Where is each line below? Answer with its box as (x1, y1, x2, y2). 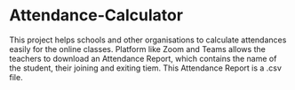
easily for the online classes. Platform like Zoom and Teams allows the (9, 43, 267, 54)
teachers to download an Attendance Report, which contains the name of (9, 53, 277, 64)
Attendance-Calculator (9, 5, 184, 26)
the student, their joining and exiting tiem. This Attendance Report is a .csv (9, 63, 283, 73)
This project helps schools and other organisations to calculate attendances (9, 34, 287, 45)
